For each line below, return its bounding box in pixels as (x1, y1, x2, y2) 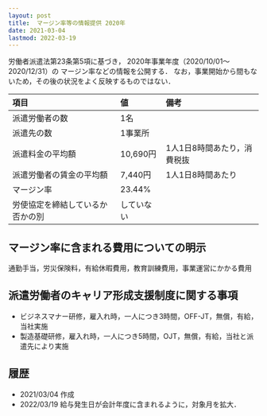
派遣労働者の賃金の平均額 (12, 169, 109, 181)
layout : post (8, 11, 52, 20)
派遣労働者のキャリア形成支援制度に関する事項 (8, 289, 238, 302)
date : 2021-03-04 (8, 26, 66, 34)
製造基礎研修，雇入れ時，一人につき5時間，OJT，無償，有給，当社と (19, 331, 247, 340)
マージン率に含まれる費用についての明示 (8, 240, 207, 255)
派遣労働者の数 (12, 113, 69, 124)
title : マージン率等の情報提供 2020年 (8, 19, 126, 27)
